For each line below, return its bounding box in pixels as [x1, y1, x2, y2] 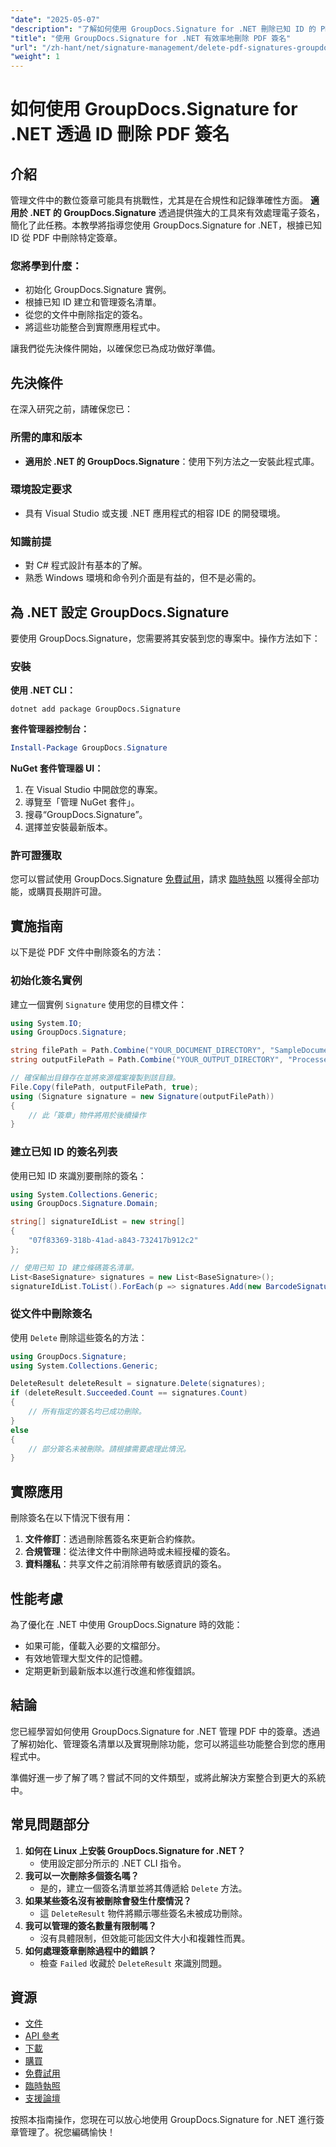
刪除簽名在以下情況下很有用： [10, 1512, 133, 1524]
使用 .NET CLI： [10, 684, 77, 696]
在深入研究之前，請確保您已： [10, 403, 133, 415]
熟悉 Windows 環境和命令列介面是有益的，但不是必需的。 [24, 572, 262, 584]
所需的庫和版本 [10, 431, 83, 445]
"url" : [10, 42, 38, 53]
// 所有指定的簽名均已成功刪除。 [28, 1407, 147, 1417]
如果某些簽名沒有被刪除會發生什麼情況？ [24, 1894, 192, 1906]
